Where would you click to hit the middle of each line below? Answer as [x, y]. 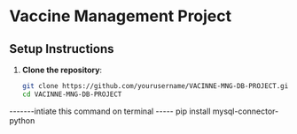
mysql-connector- [246, 111]
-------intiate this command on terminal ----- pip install [110, 111]
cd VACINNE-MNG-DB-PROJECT [72, 94]
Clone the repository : [62, 70]
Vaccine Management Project [121, 16]
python [22, 120]
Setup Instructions [62, 49]
